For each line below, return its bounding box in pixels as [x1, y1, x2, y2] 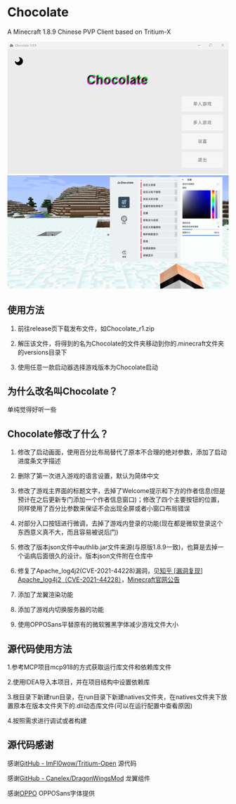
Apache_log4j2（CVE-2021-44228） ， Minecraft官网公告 [17, 575, 181, 584]
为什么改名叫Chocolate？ [7, 385, 118, 397]
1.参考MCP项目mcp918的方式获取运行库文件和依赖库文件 [7, 663, 172, 672]
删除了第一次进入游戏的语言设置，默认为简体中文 [17, 472, 159, 480]
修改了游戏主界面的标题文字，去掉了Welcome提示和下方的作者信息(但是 [17, 487, 226, 495]
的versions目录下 [17, 347, 67, 356]
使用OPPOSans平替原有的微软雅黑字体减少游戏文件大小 [17, 620, 179, 629]
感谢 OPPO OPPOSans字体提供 [7, 789, 96, 797]
